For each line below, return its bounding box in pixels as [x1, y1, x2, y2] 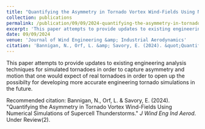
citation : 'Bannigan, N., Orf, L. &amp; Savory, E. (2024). [6, 43, 163, 49]
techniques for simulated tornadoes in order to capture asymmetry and [6, 65, 185, 73]
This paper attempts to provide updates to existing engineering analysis [6, 59, 187, 67]
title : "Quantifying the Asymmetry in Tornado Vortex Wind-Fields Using [6, 8, 195, 15]
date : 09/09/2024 [6, 31, 51, 38]
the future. [6, 85, 33, 92]
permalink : [6, 20, 34, 26]
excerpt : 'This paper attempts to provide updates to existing [6, 25, 171, 32]
